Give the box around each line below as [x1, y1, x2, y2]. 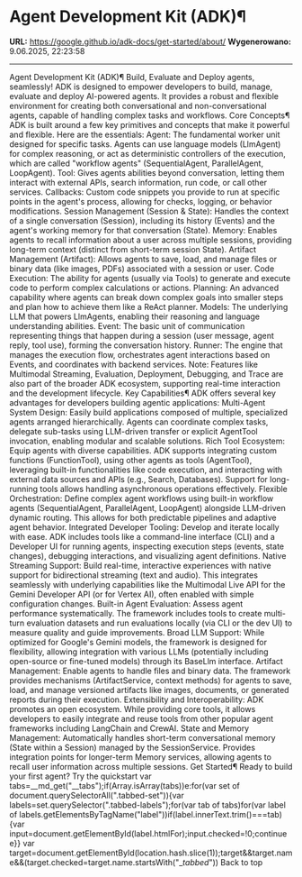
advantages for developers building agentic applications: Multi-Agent [9, 397, 266, 407]
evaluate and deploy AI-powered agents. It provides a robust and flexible [9, 90, 279, 101]
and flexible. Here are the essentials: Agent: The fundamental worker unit [9, 129, 280, 140]
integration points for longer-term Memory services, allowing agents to [9, 751, 272, 763]
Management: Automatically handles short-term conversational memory [9, 732, 276, 743]
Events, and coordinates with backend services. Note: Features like [9, 359, 259, 370]
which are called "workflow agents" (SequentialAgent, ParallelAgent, [9, 158, 263, 169]
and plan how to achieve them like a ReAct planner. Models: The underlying [9, 301, 289, 312]
